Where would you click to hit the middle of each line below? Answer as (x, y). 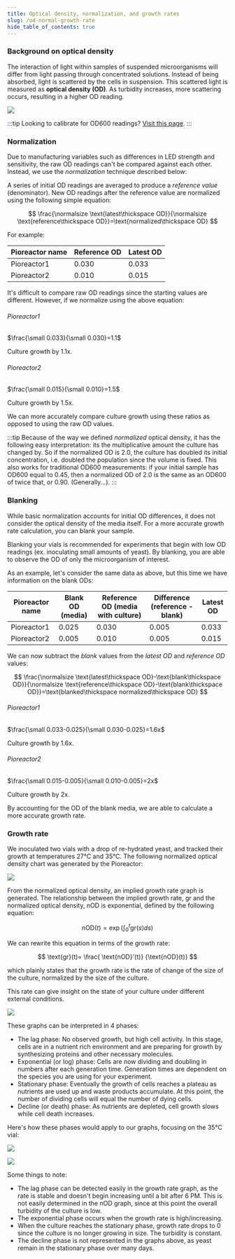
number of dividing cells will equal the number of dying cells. (105, 1098)
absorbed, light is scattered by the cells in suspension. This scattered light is (117, 81)
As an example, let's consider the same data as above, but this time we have (117, 573)
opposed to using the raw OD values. (60, 424)
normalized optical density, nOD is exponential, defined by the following (111, 905)
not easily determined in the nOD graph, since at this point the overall (117, 1203)
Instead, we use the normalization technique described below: (97, 171)
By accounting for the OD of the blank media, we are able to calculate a (110, 808)
